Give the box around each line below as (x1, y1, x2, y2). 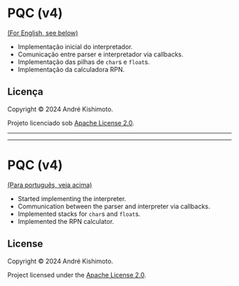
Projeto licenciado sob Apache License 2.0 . (7, 118, 134, 127)
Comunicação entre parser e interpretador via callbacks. (17, 50, 184, 58)
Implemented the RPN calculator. (17, 217, 115, 225)
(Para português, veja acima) (7, 180, 92, 189)
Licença (7, 86, 44, 98)
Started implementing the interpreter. (17, 194, 127, 203)
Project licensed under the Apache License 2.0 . (7, 270, 147, 279)
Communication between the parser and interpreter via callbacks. (17, 202, 211, 210)
